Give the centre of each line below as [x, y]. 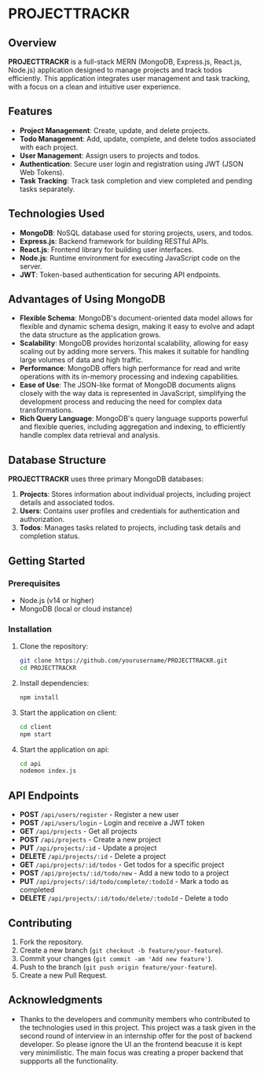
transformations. [46, 410]
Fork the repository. [51, 942]
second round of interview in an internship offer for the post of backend [136, 1035]
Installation [30, 629]
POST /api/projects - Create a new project [90, 840]
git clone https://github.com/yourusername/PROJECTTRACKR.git [123, 661]
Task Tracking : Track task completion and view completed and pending [136, 180]
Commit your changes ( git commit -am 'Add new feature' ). [116, 958]
